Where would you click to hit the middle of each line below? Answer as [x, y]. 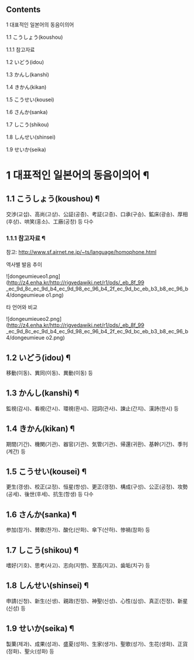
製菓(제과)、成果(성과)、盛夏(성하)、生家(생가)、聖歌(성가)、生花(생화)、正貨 [97, 644]
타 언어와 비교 [22, 307]
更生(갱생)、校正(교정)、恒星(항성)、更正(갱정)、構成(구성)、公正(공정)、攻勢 [97, 487]
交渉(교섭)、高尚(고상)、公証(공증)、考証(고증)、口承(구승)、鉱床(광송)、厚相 [97, 214]
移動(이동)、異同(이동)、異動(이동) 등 [50, 373]
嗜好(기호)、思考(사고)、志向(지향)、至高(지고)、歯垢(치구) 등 [78, 565]
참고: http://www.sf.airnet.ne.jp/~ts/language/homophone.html [81, 252]
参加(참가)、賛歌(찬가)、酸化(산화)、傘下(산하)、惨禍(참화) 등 [78, 530]
